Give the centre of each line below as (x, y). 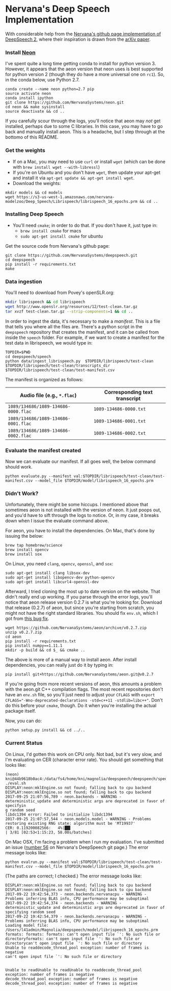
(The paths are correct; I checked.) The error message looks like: (74, 876)
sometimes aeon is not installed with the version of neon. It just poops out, (83, 510)
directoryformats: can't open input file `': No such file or (73, 938)
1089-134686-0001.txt (120, 421)
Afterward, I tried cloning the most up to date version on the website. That (83, 591)
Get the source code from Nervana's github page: (58, 246)
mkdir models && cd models (34, 192)
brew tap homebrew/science (34, 545)
